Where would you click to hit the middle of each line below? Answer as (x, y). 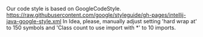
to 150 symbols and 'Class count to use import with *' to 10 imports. (91, 27)
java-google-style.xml (34, 21)
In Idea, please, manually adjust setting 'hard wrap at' (130, 21)
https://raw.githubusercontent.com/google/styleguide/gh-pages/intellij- (96, 15)
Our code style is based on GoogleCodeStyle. (64, 9)
